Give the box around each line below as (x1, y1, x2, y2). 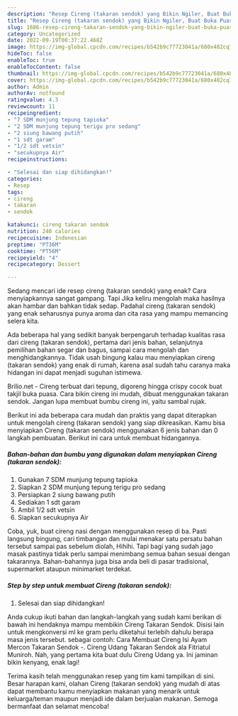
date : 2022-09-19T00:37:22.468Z (7, 37, 103, 44)
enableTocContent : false (7, 63, 81, 70)
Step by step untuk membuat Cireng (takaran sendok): (7, 581, 172, 589)
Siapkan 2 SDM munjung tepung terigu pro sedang (17, 483, 166, 491)
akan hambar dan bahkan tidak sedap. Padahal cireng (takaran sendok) (7, 301, 216, 310)
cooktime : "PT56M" (7, 247, 62, 255)
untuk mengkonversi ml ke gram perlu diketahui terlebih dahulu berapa (7, 628, 214, 636)
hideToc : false (7, 50, 52, 58)
